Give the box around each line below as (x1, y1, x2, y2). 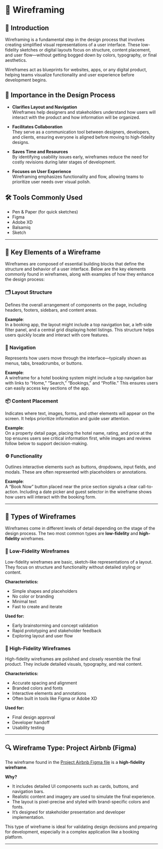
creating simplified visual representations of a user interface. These (5, 42, 141, 48)
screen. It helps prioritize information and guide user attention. (5, 416, 130, 422)
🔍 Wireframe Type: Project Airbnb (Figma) (5, 744, 137, 752)
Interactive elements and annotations (12, 690, 86, 696)
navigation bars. (12, 788, 45, 794)
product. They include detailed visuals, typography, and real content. (5, 661, 143, 667)
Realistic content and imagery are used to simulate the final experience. (12, 794, 155, 799)
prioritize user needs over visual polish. (12, 178, 91, 184)
